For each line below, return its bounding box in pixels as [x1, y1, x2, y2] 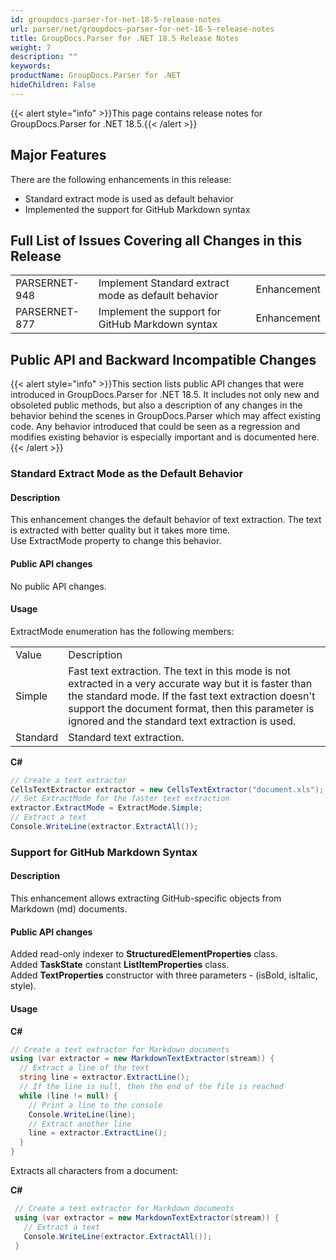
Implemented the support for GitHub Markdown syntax [24, 203, 251, 215]
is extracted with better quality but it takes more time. [10, 524, 231, 536]
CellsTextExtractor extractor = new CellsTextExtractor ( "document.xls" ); [10, 784, 325, 795]
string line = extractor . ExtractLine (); [19, 1072, 190, 1083]
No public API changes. [10, 580, 107, 592]
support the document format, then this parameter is [68, 701, 315, 715]
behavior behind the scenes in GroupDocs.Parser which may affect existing [10, 410, 322, 422]
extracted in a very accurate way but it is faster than [68, 676, 313, 690]
